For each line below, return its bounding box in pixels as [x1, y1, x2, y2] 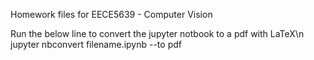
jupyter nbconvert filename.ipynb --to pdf [10, 39, 182, 50]
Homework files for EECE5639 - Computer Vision [10, 9, 213, 20]
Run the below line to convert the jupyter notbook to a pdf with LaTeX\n [10, 28, 305, 39]
